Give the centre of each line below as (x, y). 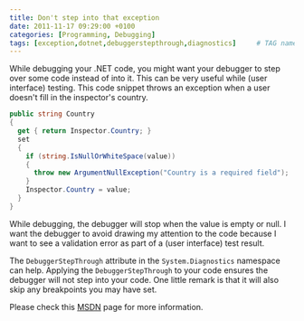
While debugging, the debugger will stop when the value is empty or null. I (148, 223)
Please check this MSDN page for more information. (106, 307)
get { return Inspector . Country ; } (85, 131)
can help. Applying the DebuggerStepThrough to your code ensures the (139, 270)
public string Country (52, 114)
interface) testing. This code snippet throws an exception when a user (140, 88)
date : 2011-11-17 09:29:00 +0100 (72, 26)
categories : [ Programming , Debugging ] (82, 34)
